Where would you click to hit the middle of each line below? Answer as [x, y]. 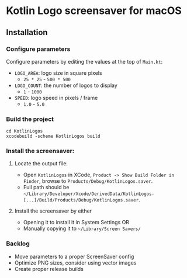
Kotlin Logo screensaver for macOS [94, 11]
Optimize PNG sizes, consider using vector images [75, 263]
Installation [27, 32]
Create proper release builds [49, 269]
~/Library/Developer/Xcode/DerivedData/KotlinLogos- [89, 194]
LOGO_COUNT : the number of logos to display [66, 85]
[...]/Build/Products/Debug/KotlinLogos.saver [81, 200]
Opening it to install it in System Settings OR [76, 223]
